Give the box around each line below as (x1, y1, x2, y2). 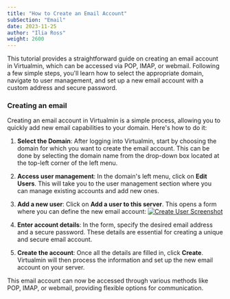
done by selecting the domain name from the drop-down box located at (16, 152, 220, 160)
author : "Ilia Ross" (7, 29, 67, 36)
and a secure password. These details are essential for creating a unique (16, 228, 223, 236)
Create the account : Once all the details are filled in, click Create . (16, 249, 204, 257)
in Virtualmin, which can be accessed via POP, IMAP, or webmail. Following (7, 62, 220, 70)
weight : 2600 (7, 36, 45, 43)
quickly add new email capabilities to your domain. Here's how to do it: (7, 124, 207, 132)
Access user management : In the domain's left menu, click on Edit (16, 173, 207, 181)
